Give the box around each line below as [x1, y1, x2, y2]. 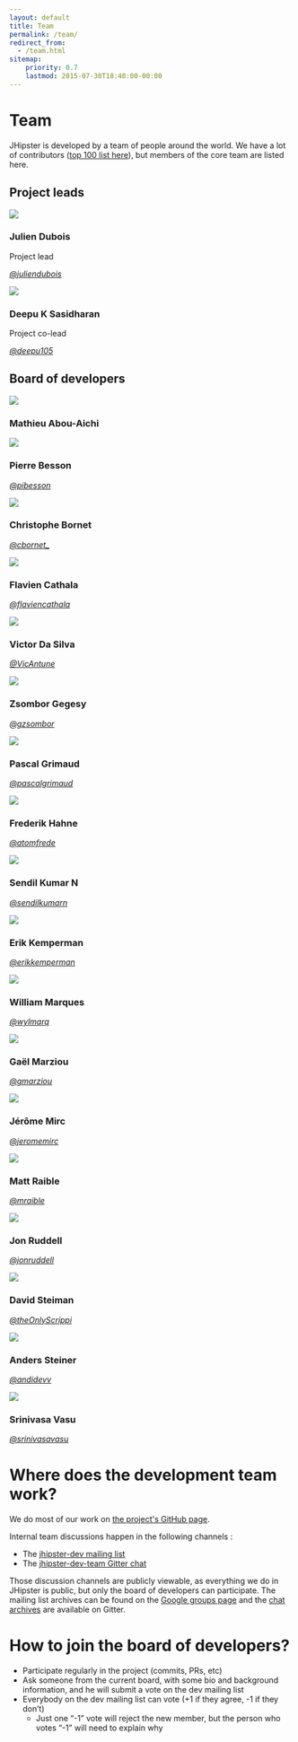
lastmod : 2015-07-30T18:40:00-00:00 [25, 72, 163, 81]
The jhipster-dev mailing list [22, 1549, 126, 1560]
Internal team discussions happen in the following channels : [9, 1531, 233, 1542]
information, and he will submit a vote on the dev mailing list [22, 1685, 244, 1695]
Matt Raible [9, 1175, 60, 1187]
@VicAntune [9, 659, 56, 670]
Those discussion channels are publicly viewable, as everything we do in [9, 1576, 279, 1587]
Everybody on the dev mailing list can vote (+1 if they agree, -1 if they [22, 1694, 279, 1705]
